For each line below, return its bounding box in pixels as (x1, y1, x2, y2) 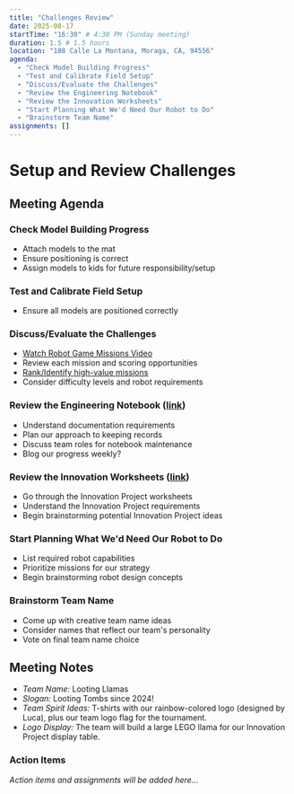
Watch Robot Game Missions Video (22, 348, 153, 359)
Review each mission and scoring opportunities (22, 357, 198, 368)
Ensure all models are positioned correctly (22, 305, 179, 316)
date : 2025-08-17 (9, 22, 74, 31)
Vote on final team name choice (22, 634, 140, 645)
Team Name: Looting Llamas (22, 684, 129, 694)
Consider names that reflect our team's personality (22, 624, 211, 635)
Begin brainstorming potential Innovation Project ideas (22, 510, 223, 521)
